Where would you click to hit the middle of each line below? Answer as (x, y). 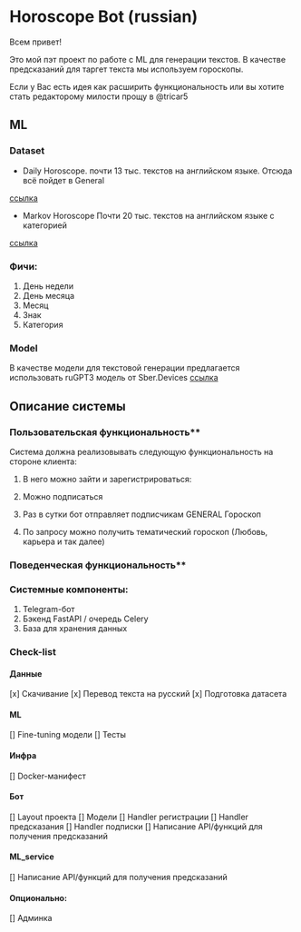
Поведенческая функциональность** (98, 565)
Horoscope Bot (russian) (103, 17)
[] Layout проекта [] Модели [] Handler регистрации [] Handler (129, 817)
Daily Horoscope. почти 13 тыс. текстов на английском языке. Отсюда (157, 171)
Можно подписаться (63, 496)
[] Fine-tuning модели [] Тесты (68, 735)
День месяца (49, 295)
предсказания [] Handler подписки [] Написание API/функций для (136, 826)
